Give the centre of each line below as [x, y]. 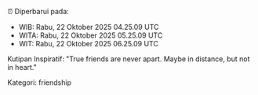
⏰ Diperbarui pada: [38, 11]
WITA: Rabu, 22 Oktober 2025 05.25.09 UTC [91, 35]
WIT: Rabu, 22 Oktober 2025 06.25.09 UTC [88, 44]
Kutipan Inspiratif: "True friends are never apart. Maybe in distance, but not [129, 59]
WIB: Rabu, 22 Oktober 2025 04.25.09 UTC [89, 27]
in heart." [22, 67]
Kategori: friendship [40, 82]
